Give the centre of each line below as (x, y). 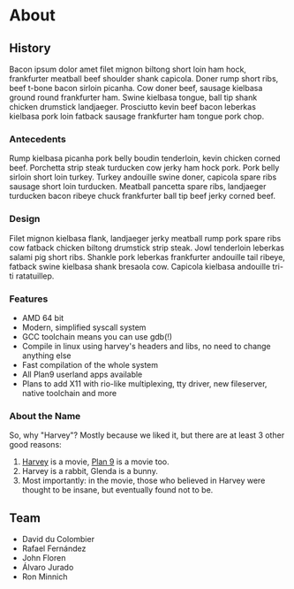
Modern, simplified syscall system (84, 327)
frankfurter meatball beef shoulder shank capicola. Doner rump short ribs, (144, 79)
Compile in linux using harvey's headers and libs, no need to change (146, 346)
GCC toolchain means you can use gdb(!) (97, 336)
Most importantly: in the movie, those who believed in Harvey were (143, 481)
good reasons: (35, 445)
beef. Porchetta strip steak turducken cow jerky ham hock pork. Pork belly (144, 168)
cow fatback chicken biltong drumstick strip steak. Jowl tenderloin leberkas (147, 248)
